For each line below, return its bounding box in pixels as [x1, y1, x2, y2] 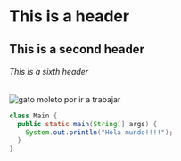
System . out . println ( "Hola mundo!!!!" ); [25, 127, 174, 137]
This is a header [9, 6, 130, 27]
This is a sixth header [9, 67, 89, 77]
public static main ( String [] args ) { [17, 119, 158, 128]
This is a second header [9, 42, 145, 57]
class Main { [9, 111, 58, 120]
